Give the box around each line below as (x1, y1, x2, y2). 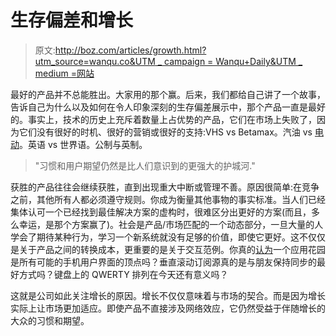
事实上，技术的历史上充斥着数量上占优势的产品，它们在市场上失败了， (27, 113, 317, 125)
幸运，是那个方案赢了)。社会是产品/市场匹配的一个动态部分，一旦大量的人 (18, 218, 324, 230)
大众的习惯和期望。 (10, 314, 90, 326)
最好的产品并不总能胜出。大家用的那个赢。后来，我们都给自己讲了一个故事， (10, 88, 326, 100)
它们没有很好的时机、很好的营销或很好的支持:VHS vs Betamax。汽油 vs (18, 126, 313, 138)
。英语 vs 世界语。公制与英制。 (19, 138, 148, 150)
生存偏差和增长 (10, 9, 134, 32)
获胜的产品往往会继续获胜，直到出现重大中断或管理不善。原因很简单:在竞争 (10, 181, 320, 193)
